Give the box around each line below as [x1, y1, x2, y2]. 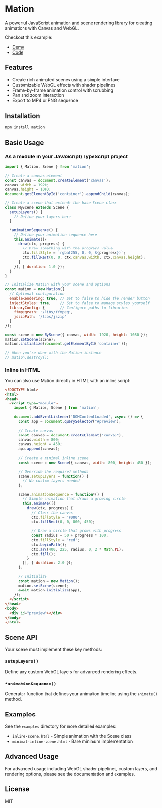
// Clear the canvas [31, 510, 73, 515]
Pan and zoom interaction [12, 92, 65, 98]
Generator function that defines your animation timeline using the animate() [5, 691, 158, 697]
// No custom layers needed [23, 478, 80, 483]
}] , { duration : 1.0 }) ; [14, 264, 65, 269]
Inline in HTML [5, 367, 40, 373]
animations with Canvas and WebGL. [5, 25, 79, 31]
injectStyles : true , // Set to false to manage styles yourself [9, 300, 150, 306]
